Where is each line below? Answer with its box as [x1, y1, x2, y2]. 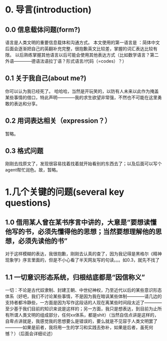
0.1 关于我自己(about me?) [5, 74, 86, 83]
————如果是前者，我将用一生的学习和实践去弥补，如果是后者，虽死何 [5, 325, 153, 331]
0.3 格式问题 [5, 147, 44, 155]
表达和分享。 [13, 100, 40, 106]
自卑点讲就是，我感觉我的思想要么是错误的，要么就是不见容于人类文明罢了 [5, 318, 158, 324]
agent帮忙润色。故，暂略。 [5, 167, 61, 173]
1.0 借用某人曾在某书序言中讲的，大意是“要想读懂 [5, 218, 157, 227]
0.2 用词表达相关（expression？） [5, 117, 111, 125]
